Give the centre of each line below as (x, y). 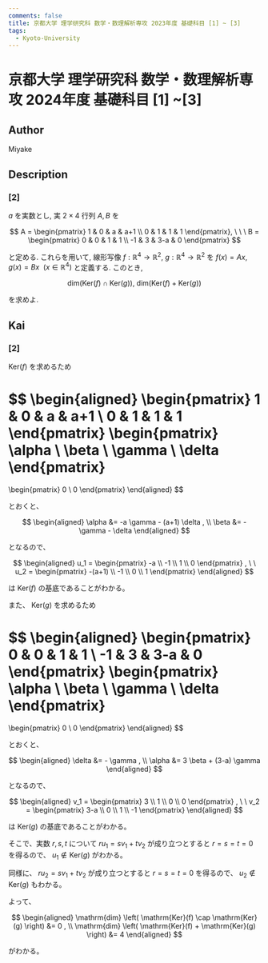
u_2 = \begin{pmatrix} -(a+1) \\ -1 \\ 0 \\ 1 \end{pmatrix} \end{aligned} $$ (134, 571)
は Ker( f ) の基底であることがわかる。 (69, 588)
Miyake (20, 150)
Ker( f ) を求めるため (40, 366)
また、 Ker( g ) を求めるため (52, 605)
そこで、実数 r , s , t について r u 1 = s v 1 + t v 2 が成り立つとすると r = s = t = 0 (131, 844)
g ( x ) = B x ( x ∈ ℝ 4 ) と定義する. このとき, (76, 266)
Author (26, 130)
